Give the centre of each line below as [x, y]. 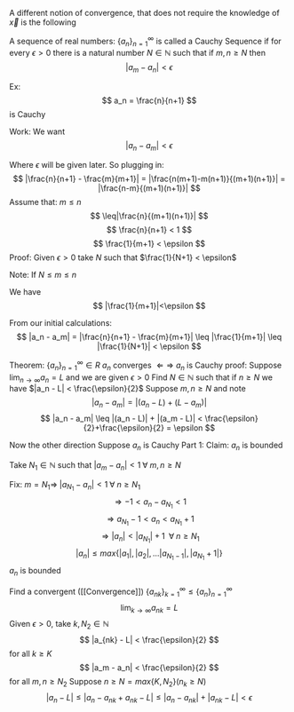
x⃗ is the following [43, 22]
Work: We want [37, 131]
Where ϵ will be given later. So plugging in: [87, 165]
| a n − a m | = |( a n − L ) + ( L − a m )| [149, 403]
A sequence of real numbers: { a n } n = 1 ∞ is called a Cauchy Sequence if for [145, 41]
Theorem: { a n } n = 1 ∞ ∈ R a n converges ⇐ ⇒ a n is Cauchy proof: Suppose [146, 365]
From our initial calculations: [61, 323]
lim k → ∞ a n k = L [149, 609]
